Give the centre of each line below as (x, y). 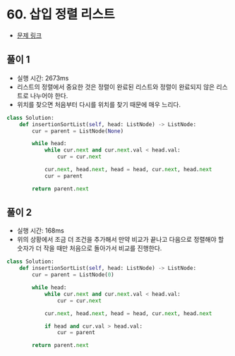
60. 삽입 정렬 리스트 (61, 14)
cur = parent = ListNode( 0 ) (73, 275)
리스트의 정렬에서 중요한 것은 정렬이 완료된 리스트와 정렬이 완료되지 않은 (116, 87)
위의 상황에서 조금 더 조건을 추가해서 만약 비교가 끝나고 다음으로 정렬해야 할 (120, 240)
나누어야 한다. (49, 95)
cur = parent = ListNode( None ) (78, 131)
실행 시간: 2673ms (43, 78)
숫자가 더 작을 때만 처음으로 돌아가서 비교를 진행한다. (89, 248)
